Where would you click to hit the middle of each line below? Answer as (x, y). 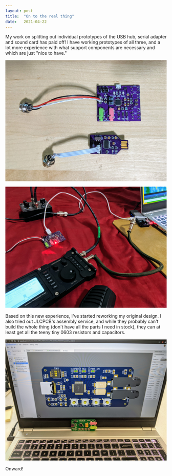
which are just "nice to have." (36, 53)
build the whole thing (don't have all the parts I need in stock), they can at (83, 327)
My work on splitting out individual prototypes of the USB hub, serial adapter (86, 37)
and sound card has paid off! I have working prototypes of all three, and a (83, 42)
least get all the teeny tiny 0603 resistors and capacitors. (65, 332)
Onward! (14, 468)
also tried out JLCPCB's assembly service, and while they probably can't (82, 321)
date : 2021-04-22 (26, 22)
